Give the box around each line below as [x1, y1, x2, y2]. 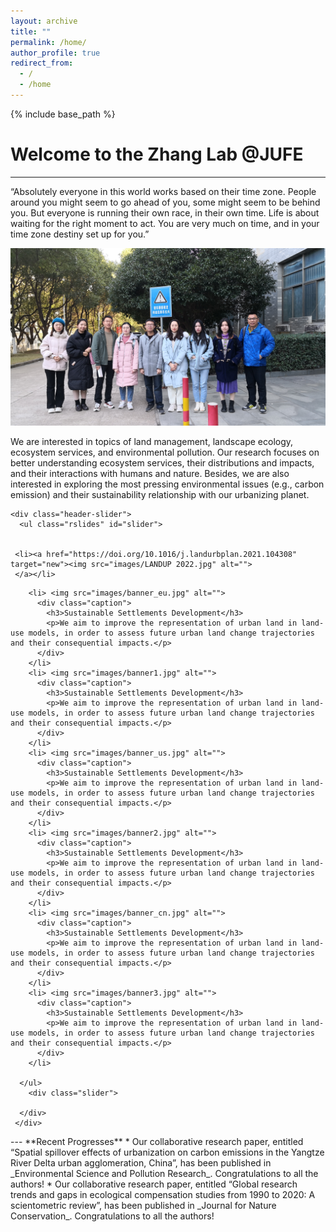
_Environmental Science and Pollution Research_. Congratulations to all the [10, 1168, 319, 1180]
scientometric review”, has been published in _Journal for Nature [10, 1200, 277, 1212]
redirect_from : [10, 58, 74, 69]
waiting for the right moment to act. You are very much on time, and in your [10, 217, 320, 229]
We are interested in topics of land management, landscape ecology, [10, 436, 294, 448]
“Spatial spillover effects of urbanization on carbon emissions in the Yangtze [10, 1146, 325, 1159]
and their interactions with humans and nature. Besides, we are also [10, 468, 290, 480]
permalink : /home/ [10, 37, 87, 47]
